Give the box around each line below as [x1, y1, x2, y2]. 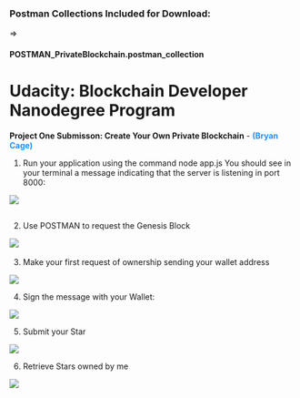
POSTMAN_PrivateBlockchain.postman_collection [9, 48, 205, 59]
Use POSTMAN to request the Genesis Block [22, 219, 191, 230]
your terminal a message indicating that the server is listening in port [22, 167, 280, 178]
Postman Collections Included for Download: [9, 7, 211, 20]
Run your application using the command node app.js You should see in [22, 158, 292, 168]
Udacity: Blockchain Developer [9, 81, 248, 102]
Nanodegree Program [9, 100, 175, 121]
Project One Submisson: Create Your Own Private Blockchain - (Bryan [9, 130, 279, 141]
